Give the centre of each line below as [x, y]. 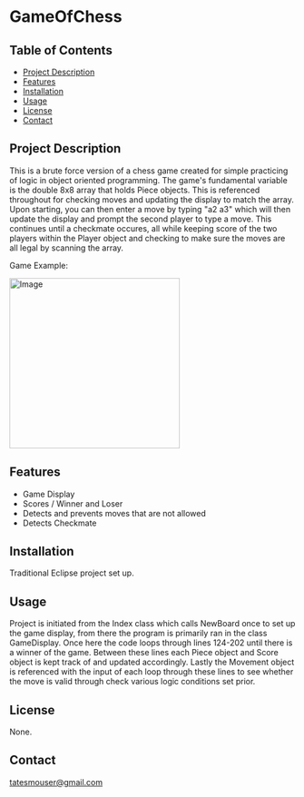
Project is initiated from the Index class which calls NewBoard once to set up [152, 624]
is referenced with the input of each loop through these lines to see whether [152, 672]
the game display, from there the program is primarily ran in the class [138, 634]
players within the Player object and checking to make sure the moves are [147, 238]
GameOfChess [66, 17]
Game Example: [39, 265]
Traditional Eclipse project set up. [72, 573]
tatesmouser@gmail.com [56, 782]
